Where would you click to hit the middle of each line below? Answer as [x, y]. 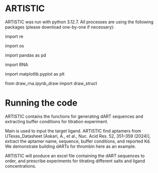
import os [14, 46]
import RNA [16, 64]
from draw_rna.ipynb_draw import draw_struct [51, 83]
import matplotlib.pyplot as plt [35, 74]
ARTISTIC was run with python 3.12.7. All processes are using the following [79, 22]
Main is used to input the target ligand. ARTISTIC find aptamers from [73, 131]
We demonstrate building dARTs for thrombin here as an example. [71, 146]
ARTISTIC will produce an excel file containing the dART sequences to [75, 156]
